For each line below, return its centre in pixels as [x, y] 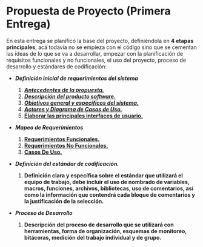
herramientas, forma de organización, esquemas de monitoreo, [105, 231]
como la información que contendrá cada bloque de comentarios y [109, 194]
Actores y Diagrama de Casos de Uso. [73, 109]
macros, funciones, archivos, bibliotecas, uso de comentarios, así [109, 188]
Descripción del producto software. [70, 96]
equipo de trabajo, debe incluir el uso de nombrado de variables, [107, 182]
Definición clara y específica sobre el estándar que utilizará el [103, 175]
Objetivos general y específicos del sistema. [82, 103]
